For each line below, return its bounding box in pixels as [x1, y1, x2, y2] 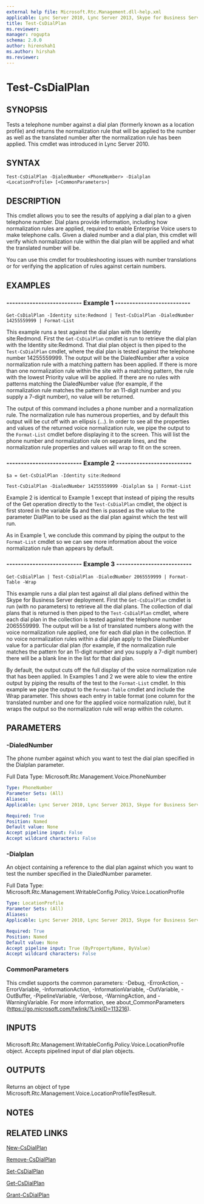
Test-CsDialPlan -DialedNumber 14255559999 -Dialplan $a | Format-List [6, 484, 191, 490]
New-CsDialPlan [6, 1144, 47, 1152]
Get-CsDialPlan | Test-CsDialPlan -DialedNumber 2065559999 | [6, 574, 167, 580]
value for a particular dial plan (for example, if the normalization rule [6, 641, 176, 649]
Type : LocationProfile [6, 900, 64, 906]
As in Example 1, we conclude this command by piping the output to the [6, 532, 185, 539]
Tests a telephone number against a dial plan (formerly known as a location [6, 121, 194, 128]
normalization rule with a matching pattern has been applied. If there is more [6, 361, 197, 368]
